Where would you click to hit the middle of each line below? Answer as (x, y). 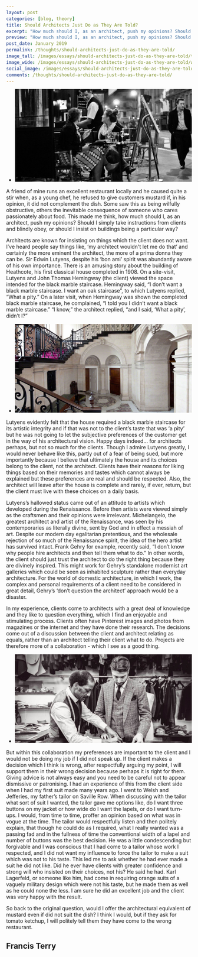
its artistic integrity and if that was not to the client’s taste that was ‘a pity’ (95, 429)
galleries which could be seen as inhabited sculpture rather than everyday (96, 572)
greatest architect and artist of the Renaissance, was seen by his (85, 522)
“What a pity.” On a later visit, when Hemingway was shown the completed (97, 297)
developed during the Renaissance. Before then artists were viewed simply (97, 509)
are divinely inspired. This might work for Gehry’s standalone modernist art (97, 566)
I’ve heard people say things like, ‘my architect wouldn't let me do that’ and (97, 247)
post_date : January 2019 (37, 44)
